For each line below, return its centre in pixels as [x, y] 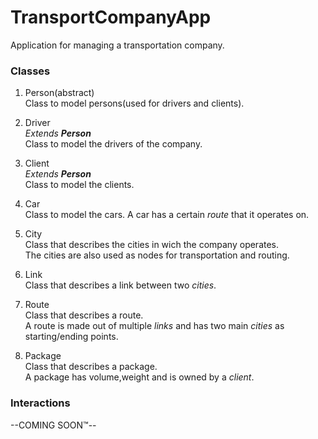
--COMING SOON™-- [53, 425]
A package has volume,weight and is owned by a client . [139, 377]
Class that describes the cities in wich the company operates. [152, 245]
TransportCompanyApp [111, 17]
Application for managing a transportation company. [117, 45]
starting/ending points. [71, 337]
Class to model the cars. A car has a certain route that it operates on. [167, 215]
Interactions [40, 403]
